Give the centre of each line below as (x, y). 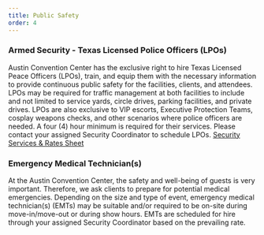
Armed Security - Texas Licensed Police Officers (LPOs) (117, 50)
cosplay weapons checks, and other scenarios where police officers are (125, 117)
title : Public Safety (44, 15)
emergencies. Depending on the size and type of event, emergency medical (131, 197)
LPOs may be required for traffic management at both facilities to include (126, 92)
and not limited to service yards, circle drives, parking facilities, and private (130, 101)
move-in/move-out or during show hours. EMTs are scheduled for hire (122, 214)
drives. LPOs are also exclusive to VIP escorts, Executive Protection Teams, (131, 109)
